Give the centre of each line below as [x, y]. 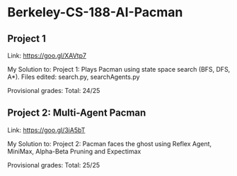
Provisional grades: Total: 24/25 [54, 90]
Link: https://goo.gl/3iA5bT [46, 130]
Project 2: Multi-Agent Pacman [77, 113]
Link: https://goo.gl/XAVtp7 [47, 55]
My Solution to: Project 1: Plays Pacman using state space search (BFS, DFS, [119, 69]
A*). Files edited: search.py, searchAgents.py [74, 77]
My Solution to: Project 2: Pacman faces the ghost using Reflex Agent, [110, 143]
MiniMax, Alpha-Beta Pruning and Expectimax [74, 151]
